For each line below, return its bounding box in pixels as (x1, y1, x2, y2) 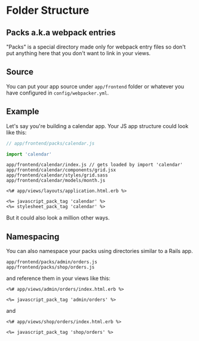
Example (6, 106, 39, 117)
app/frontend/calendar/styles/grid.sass (6, 172, 109, 178)
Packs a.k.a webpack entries (6, 28, 116, 38)
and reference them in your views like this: (6, 275, 111, 282)
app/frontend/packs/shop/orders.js (6, 264, 95, 270)
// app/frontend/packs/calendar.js (6, 140, 95, 147)
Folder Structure (6, 4, 90, 17)
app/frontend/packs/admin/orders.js (6, 259, 97, 265)
